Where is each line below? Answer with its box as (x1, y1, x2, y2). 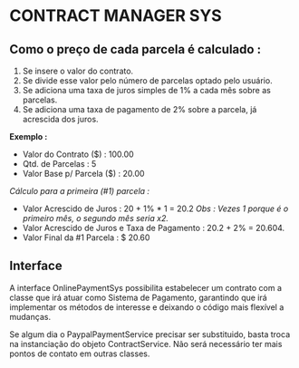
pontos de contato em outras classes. (9, 348, 150, 359)
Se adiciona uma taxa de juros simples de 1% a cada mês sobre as (22, 85, 272, 95)
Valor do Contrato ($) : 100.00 (22, 149, 134, 160)
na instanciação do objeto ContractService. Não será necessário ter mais (9, 338, 283, 349)
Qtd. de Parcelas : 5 (22, 159, 97, 169)
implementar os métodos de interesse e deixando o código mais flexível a (9, 301, 285, 313)
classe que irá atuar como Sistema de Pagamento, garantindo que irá (9, 292, 267, 303)
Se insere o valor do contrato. (22, 65, 134, 76)
